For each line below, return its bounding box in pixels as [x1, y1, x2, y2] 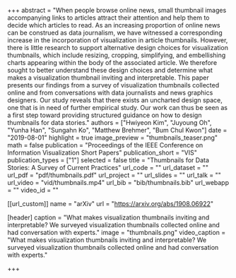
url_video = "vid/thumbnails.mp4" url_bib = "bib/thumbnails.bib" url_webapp [7, 179, 230, 186]
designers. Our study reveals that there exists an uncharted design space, [7, 96, 223, 104]
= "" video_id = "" [7, 186, 59, 194]
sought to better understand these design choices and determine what [7, 66, 213, 74]
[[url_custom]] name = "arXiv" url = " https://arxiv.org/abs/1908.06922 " [7, 200, 214, 207]
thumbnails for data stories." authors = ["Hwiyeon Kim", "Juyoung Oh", [7, 119, 212, 126]
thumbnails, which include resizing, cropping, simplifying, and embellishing [7, 51, 226, 59]
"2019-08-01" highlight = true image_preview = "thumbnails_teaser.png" [7, 133, 218, 142]
